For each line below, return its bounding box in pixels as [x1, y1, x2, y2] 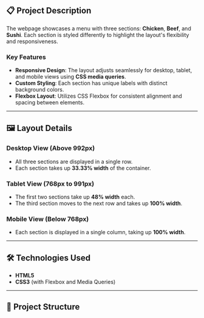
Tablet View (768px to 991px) [6, 179, 95, 188]
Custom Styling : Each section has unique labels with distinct [15, 79, 168, 87]
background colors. [15, 86, 64, 93]
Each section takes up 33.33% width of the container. [15, 164, 151, 172]
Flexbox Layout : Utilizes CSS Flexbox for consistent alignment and [15, 92, 182, 100]
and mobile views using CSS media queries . [15, 73, 126, 81]
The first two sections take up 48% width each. [15, 194, 135, 201]
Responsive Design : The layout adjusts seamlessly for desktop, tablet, [15, 67, 192, 74]
